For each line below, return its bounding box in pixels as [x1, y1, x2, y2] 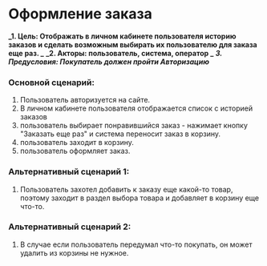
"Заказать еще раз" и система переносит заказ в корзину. [19, 129, 220, 139]
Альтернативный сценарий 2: [8, 221, 131, 232]
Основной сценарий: [8, 77, 95, 88]
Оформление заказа [8, 5, 152, 23]
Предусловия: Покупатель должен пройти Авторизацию [8, 57, 210, 66]
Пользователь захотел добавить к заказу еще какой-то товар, [19, 184, 233, 194]
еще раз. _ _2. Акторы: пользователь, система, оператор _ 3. [8, 48, 223, 58]
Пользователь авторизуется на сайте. [19, 95, 151, 105]
